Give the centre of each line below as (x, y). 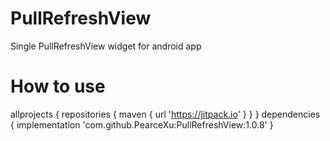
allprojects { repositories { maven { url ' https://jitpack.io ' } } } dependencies (165, 114)
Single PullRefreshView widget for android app (106, 46)
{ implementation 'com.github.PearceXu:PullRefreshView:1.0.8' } (142, 124)
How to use (58, 86)
